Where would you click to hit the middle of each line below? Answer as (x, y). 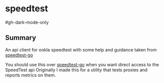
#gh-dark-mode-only (27, 22)
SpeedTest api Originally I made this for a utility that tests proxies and (77, 70)
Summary (21, 38)
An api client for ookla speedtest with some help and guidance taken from (81, 49)
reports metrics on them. (31, 75)
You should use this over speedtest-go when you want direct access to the (82, 64)
